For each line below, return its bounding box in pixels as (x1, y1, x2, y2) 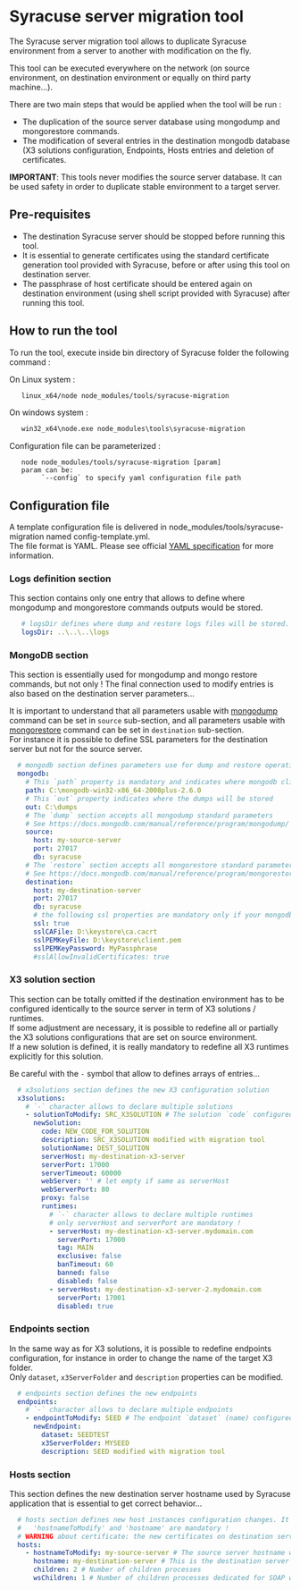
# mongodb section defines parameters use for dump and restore (17, 761, 262, 770)
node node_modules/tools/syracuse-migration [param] (21, 458, 221, 467)
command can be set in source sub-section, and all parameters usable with (9, 715, 286, 726)
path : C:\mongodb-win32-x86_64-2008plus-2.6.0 (25, 786, 202, 795)
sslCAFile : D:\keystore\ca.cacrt (32, 927, 158, 936)
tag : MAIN (56, 1243, 94, 1253)
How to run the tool (9, 324, 118, 339)
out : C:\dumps (25, 802, 78, 811)
